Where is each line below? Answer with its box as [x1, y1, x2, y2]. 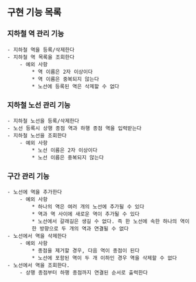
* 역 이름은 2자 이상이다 [32, 68, 93, 75]
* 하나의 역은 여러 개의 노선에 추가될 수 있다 [32, 203, 144, 210]
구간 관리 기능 [7, 171, 50, 181]
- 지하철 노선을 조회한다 [7, 132, 67, 139]
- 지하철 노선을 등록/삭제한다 [7, 117, 80, 124]
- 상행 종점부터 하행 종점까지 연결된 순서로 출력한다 [19, 270, 148, 276]
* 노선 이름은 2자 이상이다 [32, 147, 98, 154]
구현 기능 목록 [7, 6, 62, 19]
